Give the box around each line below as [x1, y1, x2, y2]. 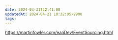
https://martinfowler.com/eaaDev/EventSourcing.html [5, 30, 113, 36]
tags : [5, 16, 16, 21]
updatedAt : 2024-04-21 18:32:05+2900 [5, 12, 83, 17]
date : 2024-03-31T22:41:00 [5, 7, 60, 12]
